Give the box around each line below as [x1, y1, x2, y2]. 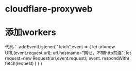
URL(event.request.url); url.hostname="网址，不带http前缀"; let [5, 50, 131, 56]
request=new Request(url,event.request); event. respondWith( [5, 56, 130, 61]
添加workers [5, 27, 56, 38]
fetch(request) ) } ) [5, 60, 43, 66]
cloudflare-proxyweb [5, 3, 93, 14]
